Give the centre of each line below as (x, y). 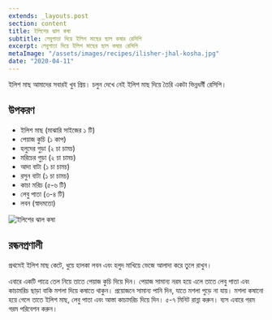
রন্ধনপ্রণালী (26, 246)
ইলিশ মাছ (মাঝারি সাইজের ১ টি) (58, 130)
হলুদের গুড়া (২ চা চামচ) (47, 148)
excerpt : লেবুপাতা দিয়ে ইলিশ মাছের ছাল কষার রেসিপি (73, 46)
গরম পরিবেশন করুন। (33, 309)
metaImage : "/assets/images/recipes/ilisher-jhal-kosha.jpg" (114, 54)
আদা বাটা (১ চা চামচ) (45, 166)
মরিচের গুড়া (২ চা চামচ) (48, 157)
